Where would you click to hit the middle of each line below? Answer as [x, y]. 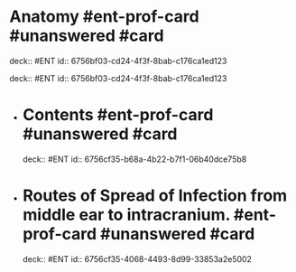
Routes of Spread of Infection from [155, 196]
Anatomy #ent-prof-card [105, 17]
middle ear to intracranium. [126, 215]
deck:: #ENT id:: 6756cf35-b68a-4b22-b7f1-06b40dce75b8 [134, 159]
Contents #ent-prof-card [118, 115]
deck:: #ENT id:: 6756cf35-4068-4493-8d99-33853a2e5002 [137, 258]
